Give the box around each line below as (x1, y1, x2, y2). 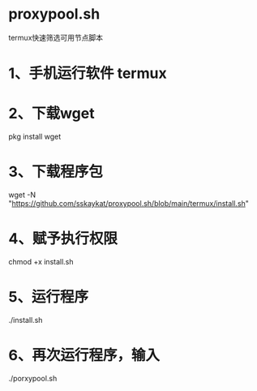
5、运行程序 (8, 288, 89, 307)
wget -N (8, 190, 36, 200)
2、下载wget (8, 105, 95, 122)
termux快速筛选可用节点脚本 (8, 32, 104, 42)
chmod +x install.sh (8, 256, 75, 266)
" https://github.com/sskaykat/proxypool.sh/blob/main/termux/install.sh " (8, 199, 250, 208)
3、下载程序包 (8, 163, 104, 181)
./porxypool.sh (8, 373, 58, 383)
